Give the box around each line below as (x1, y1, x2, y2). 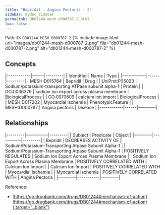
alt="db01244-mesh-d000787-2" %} (40, 45, 115, 51)
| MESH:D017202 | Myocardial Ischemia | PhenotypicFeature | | (5, 99, 134, 105)
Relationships (5, 119, 49, 127)
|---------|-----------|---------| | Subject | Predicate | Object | (5, 132, 132, 138)
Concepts (5, 60, 36, 68)
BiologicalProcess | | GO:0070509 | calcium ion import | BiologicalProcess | (5, 94, 160, 100)
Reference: (5, 184, 28, 190)
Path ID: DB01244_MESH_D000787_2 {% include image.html (5, 35, 119, 41)
